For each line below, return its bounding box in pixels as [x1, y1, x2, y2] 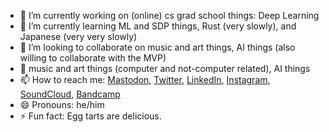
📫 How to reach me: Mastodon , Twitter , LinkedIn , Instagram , [19, 74, 271, 85]
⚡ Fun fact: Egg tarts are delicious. [19, 110, 162, 122]
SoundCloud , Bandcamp [19, 88, 121, 100]
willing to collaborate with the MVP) [19, 52, 167, 64]
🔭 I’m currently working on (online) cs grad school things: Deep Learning [19, 10, 320, 21]
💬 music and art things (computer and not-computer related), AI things [19, 63, 311, 74]
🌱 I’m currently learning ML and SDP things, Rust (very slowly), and [19, 20, 297, 32]
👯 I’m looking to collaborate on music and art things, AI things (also [19, 41, 296, 53]
